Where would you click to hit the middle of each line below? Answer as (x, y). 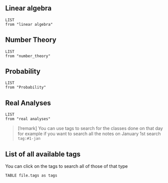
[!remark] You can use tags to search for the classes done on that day (90, 128)
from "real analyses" (28, 119)
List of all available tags (43, 154)
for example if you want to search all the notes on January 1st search (89, 134)
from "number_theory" (28, 56)
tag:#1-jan (29, 139)
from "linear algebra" (29, 24)
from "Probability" (26, 87)
